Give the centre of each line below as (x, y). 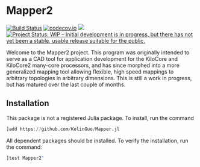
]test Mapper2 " (25, 158)
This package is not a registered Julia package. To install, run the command (100, 118)
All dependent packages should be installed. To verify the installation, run (97, 140)
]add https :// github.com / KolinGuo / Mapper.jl (63, 129)
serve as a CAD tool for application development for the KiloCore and (92, 58)
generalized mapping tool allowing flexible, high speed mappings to (90, 71)
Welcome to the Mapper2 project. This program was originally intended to (98, 52)
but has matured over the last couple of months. (66, 84)
